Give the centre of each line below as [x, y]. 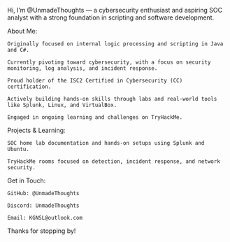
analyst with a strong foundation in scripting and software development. [111, 17]
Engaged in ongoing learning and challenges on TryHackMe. [95, 118]
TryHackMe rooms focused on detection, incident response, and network [114, 162]
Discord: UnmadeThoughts [43, 206]
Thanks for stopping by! [42, 231]
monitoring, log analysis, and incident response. [82, 69]
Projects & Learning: [36, 130]
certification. [29, 87]
